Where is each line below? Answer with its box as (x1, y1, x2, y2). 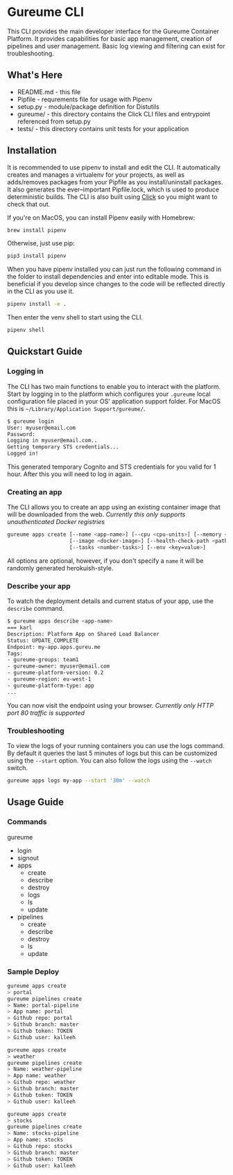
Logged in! (7, 450, 39, 458)
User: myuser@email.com (7, 424, 76, 431)
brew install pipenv (7, 227, 67, 234)
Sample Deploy (7, 966, 60, 976)
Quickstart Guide (7, 346, 83, 358)
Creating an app (7, 487, 62, 496)
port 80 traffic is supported (7, 708, 85, 717)
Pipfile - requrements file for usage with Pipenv (17, 95, 153, 103)
